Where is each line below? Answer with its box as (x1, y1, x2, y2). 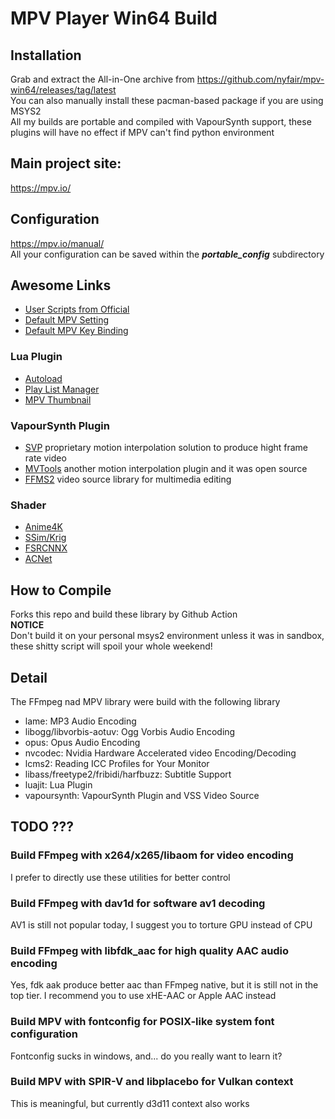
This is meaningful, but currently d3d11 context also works (10, 1097, 250, 1109)
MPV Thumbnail (24, 393, 92, 406)
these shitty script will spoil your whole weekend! (10, 640, 213, 652)
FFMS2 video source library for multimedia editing (24, 473, 232, 486)
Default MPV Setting (24, 314, 110, 326)
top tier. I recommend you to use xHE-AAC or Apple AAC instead (10, 990, 277, 1002)
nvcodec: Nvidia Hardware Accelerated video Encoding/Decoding (24, 747, 297, 759)
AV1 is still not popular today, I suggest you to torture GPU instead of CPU (10, 918, 313, 931)
